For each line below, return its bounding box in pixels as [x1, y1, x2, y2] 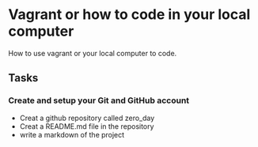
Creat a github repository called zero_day [19, 113, 155, 122]
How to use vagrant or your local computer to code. [8, 48, 177, 58]
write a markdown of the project [19, 130, 125, 139]
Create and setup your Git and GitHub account [8, 95, 190, 106]
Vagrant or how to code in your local [8, 6, 251, 24]
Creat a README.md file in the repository [19, 121, 154, 131]
